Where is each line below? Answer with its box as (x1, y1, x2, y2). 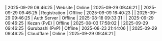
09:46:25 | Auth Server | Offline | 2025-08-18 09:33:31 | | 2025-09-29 (11, 15, 154, 20)
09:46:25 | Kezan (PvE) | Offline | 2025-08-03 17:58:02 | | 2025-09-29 (5, 20, 148, 26)
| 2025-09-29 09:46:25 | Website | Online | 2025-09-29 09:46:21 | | (5, 5, 143, 10)
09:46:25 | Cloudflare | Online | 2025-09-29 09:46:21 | (5, 31, 116, 36)
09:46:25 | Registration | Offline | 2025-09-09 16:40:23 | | (19, 10, 136, 16)
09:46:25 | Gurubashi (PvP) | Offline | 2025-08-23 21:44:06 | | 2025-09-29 (5, 25, 157, 31)
